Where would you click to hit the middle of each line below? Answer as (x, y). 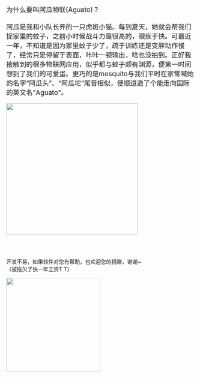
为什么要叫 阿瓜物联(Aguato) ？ (53, 10)
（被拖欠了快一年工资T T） (40, 269)
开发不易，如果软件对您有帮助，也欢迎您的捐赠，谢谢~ (74, 262)
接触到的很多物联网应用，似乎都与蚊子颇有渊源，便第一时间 (99, 64)
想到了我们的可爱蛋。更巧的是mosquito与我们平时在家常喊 (97, 74)
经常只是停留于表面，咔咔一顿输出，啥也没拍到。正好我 (105, 55)
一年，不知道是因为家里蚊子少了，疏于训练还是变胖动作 (92, 46)
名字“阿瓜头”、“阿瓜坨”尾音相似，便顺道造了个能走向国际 (102, 83)
